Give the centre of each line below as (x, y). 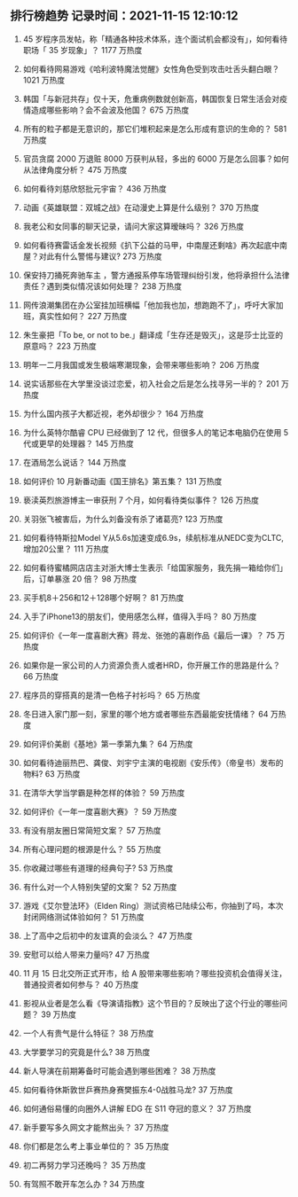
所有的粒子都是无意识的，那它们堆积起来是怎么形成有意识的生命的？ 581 (155, 129)
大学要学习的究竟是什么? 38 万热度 (86, 1052)
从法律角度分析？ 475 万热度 (75, 169)
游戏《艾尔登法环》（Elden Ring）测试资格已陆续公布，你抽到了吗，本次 (153, 905)
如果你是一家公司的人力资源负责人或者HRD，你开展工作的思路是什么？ (152, 665)
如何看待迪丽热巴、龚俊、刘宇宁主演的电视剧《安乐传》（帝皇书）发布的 (153, 763)
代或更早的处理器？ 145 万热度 (78, 443)
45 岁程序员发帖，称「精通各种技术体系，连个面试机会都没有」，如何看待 (155, 39)
